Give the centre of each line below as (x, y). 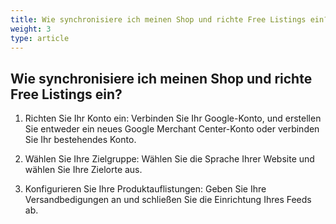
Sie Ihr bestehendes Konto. (80, 140)
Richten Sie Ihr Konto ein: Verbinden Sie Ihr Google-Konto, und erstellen (173, 118)
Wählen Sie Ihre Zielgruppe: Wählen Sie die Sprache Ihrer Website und (169, 159)
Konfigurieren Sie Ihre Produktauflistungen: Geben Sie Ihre (145, 189)
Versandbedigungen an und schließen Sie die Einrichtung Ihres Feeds (168, 200)
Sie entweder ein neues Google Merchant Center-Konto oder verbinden (172, 129)
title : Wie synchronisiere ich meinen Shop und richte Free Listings (158, 19)
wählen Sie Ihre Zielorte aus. (83, 170)
